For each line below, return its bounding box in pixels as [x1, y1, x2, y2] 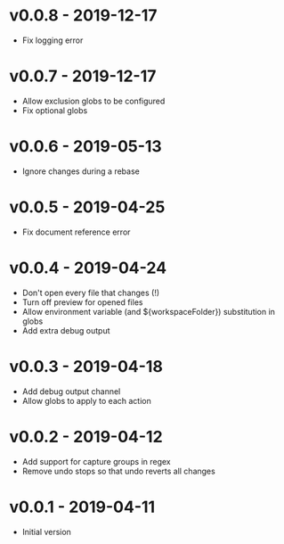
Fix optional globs [21, 104, 88, 116]
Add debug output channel [21, 385, 121, 397]
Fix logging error [21, 35, 84, 45]
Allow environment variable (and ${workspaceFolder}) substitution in [21, 306, 276, 317]
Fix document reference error [21, 227, 131, 237]
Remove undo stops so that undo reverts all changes [21, 466, 215, 476]
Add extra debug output [21, 325, 110, 335]
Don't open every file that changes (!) [21, 287, 160, 298]
